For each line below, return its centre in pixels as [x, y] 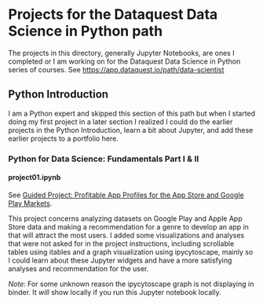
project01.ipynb [35, 178]
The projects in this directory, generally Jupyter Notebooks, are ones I [121, 53]
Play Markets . [30, 203]
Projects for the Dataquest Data [113, 15]
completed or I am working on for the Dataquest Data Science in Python [124, 61]
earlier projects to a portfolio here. [64, 138]
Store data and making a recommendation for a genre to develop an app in [129, 226]
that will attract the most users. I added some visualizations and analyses [126, 235]
